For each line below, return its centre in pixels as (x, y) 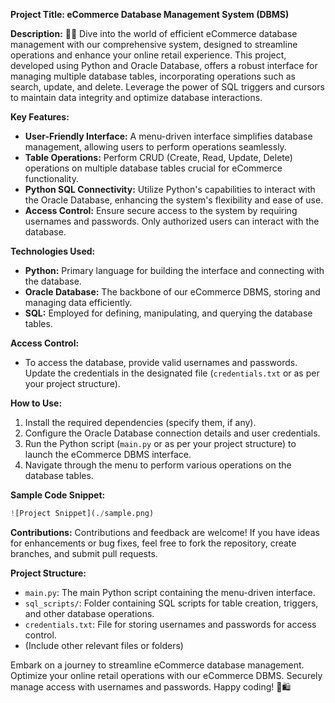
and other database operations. (89, 613)
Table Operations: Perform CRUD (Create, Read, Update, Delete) (158, 157)
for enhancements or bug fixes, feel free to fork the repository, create (153, 543)
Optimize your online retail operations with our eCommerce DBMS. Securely (166, 675)
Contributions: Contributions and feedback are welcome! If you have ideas (165, 532)
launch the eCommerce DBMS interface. (108, 454)
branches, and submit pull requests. (84, 553)
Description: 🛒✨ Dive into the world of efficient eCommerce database (154, 33)
